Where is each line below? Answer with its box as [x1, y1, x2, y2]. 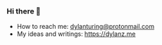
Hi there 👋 [6, 6, 42, 16]
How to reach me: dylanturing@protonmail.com [16, 22, 155, 31]
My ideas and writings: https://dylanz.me [16, 30, 136, 38]
